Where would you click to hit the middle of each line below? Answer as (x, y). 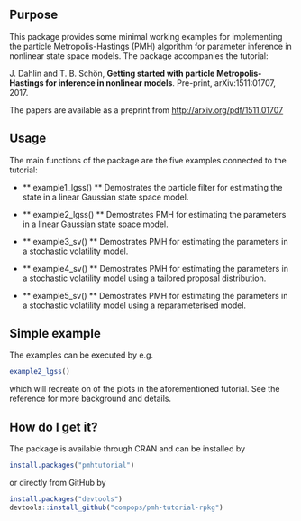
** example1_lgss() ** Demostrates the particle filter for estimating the (152, 187)
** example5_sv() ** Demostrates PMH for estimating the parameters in (155, 295)
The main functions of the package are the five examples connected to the (148, 160)
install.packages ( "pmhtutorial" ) (72, 465)
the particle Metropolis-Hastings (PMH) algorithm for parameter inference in (151, 46)
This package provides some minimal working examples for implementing (146, 36)
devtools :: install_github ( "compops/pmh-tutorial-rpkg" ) (116, 507)
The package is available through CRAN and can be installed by (128, 449)
